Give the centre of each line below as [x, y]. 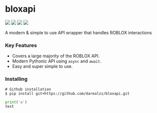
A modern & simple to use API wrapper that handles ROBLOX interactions [78, 32]
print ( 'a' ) [16, 102]
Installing [16, 79]
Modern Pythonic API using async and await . [57, 61]
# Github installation [28, 89]
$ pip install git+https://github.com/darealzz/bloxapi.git [68, 93]
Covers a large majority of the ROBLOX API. [56, 56]
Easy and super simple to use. [42, 67]
